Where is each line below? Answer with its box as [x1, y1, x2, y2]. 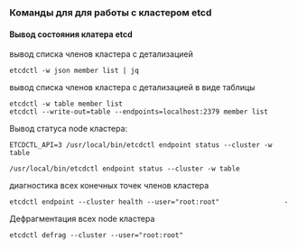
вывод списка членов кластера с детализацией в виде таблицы [9, 82, 255, 93]
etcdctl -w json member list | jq [9, 66, 140, 76]
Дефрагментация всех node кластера [9, 214, 155, 225]
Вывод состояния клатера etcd [9, 29, 133, 40]
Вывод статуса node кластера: [9, 124, 128, 134]
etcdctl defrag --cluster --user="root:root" [9, 231, 183, 240]
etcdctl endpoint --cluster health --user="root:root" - [9, 198, 289, 207]
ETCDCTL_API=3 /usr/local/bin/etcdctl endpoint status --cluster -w [9, 141, 273, 150]
